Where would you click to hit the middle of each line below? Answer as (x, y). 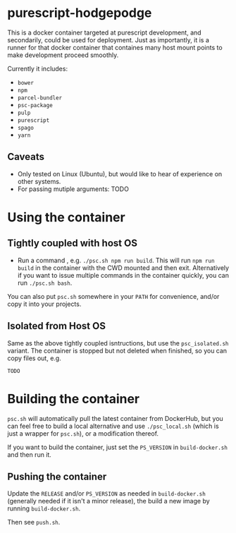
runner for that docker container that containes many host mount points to (115, 47)
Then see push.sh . (34, 522)
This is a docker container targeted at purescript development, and (105, 32)
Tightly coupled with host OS (72, 244)
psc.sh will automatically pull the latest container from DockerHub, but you (115, 418)
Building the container (74, 399)
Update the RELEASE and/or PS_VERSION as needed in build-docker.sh (106, 494)
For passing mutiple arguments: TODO (73, 189)
